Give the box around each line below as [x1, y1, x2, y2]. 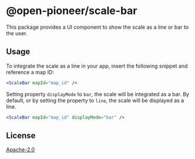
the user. [6, 29, 28, 36]
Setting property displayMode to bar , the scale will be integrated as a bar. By [6, 90, 190, 97]
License [6, 130, 36, 140]
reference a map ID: [6, 69, 55, 76]
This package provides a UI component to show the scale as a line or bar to [6, 23, 189, 31]
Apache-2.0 [6, 146, 35, 153]
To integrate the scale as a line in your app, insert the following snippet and [6, 62, 188, 69]
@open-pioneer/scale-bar [6, 4, 137, 18]
